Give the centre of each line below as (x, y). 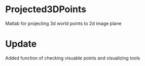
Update (21, 44)
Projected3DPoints (46, 9)
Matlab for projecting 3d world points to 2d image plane (63, 23)
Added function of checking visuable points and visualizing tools (73, 58)
